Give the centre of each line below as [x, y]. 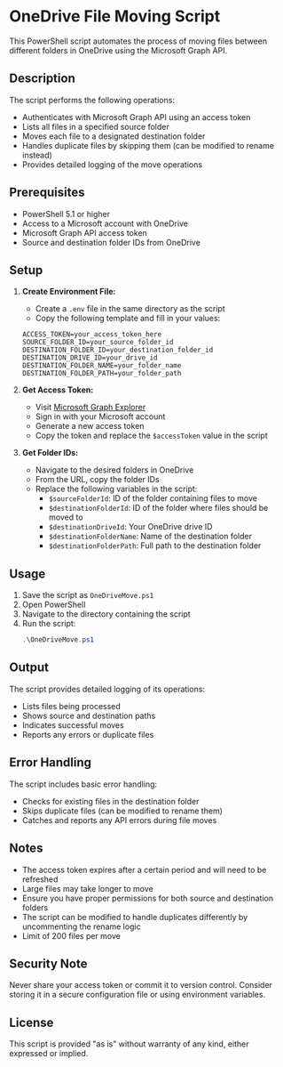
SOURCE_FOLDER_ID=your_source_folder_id [98, 343]
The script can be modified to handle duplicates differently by [135, 917]
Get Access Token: [58, 390]
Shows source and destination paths [89, 715]
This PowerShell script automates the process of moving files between [138, 41]
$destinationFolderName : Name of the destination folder [150, 537]
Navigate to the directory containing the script [106, 614]
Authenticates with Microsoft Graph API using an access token [136, 117]
